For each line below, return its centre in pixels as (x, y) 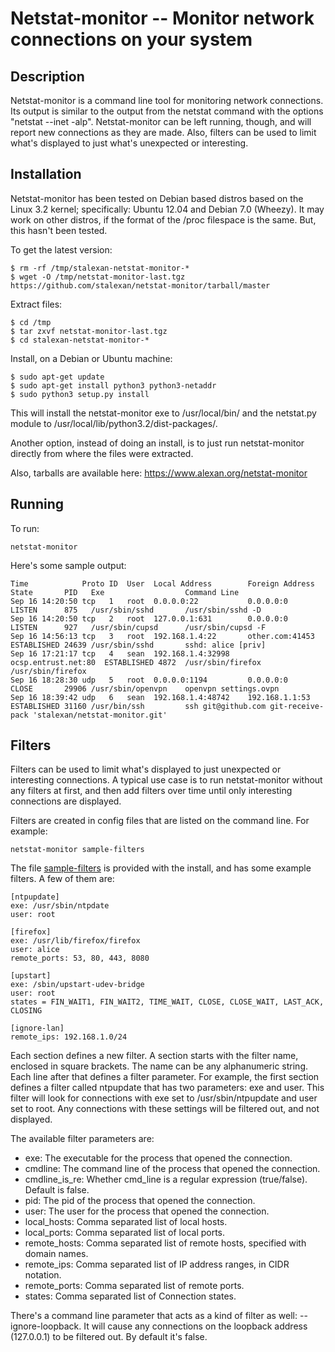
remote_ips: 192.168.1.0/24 (69, 1037)
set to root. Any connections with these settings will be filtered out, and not (165, 1109)
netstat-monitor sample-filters (77, 850)
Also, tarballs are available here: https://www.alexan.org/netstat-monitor (159, 473)
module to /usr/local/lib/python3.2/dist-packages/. (114, 423)
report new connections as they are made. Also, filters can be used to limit (163, 132)
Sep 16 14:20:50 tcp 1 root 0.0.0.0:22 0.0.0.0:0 (149, 601)
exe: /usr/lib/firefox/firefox (75, 941)
